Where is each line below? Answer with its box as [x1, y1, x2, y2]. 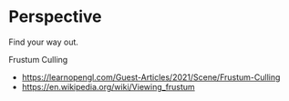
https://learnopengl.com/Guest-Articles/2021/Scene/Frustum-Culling [21, 71, 281, 83]
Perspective [8, 6, 102, 27]
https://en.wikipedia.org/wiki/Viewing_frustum [21, 81, 195, 92]
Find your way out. [8, 36, 79, 47]
